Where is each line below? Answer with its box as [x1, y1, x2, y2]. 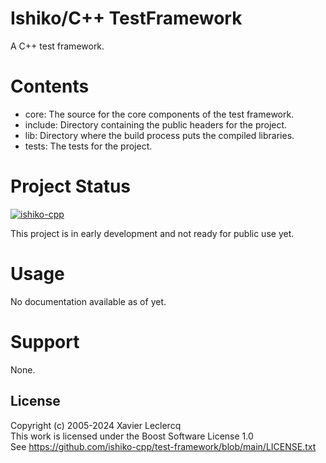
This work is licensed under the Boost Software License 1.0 [10, 430, 254, 442]
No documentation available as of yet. [10, 295, 167, 307]
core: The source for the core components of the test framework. [24, 108, 295, 120]
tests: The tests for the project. [24, 140, 153, 152]
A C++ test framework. [10, 40, 105, 52]
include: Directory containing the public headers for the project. [24, 118, 288, 131]
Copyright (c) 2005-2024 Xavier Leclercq [10, 419, 182, 431]
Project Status [10, 175, 132, 198]
